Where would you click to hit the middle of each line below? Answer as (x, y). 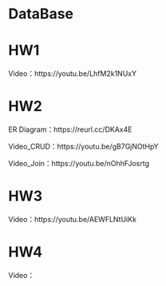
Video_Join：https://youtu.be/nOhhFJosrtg (79, 164)
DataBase (41, 14)
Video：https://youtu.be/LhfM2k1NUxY (73, 73)
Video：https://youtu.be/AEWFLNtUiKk (73, 219)
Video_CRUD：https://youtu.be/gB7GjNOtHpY (83, 147)
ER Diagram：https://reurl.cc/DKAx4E (70, 129)
